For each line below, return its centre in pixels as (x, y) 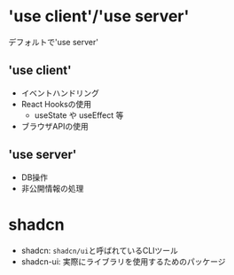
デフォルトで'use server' (54, 42)
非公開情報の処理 (52, 188)
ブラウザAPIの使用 (55, 126)
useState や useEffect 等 (79, 115)
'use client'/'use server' (99, 16)
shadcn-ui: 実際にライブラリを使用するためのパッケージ (123, 261)
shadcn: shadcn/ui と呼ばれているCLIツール (100, 250)
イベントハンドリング (60, 93)
